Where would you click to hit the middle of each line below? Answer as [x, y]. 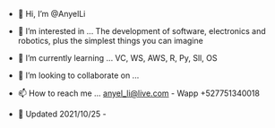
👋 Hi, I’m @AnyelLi [52, 14]
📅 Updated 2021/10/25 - [62, 114]
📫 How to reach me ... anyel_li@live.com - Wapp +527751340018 [138, 93]
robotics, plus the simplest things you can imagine [110, 41]
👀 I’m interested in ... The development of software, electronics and [142, 31]
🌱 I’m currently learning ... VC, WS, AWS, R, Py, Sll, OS [117, 58]
